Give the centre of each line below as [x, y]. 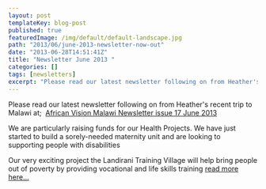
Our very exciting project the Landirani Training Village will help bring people [133, 160]
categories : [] [33, 67]
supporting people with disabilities [64, 145]
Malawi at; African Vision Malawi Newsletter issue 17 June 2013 [113, 112]
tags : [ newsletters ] [42, 74]
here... [19, 177]
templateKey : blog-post [47, 23]
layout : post [30, 15]
